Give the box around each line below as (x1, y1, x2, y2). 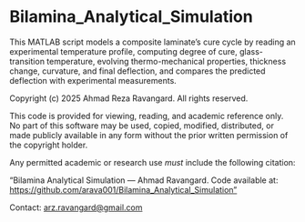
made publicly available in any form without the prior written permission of (9, 129, 289, 140)
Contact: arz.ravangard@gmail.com (9, 202, 143, 213)
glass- (239, 45, 264, 56)
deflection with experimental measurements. (9, 75, 178, 86)
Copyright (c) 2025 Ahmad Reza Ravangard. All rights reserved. (9, 93, 249, 104)
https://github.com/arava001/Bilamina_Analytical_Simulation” (9, 184, 238, 195)
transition (9, 55, 46, 66)
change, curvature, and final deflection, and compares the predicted (9, 66, 266, 76)
